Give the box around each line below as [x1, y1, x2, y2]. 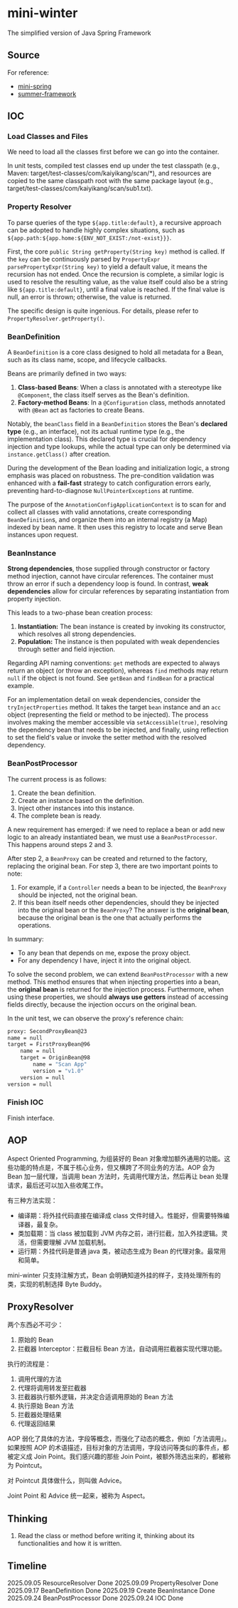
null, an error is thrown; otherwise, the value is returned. [7, 292, 172, 301]
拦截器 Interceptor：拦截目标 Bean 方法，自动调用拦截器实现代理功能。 [17, 1344, 226, 1353]
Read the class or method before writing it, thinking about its [17, 1532, 195, 1540]
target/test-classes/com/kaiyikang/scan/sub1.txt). [7, 184, 153, 193]
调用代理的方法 [17, 1375, 62, 1384]
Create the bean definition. [17, 789, 97, 797]
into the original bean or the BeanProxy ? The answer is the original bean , [17, 906, 229, 914]
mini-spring [17, 82, 52, 90]
